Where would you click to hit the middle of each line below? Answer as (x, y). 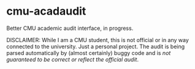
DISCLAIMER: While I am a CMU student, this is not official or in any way (97, 40)
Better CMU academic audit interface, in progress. (70, 28)
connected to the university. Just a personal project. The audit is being (96, 46)
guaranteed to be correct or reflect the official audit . (73, 59)
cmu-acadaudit (46, 11)
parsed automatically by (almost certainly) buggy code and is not (89, 53)
